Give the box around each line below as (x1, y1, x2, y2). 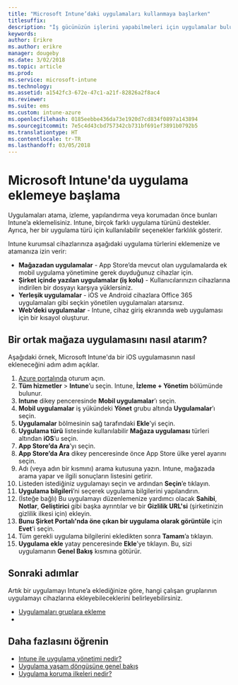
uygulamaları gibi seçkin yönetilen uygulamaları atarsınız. (18, 299, 184, 307)
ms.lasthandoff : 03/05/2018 (8, 142, 91, 149)
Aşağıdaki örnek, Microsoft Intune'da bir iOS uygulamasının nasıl (8, 352, 196, 361)
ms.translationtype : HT (8, 129, 78, 136)
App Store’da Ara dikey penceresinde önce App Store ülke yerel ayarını (18, 449, 227, 457)
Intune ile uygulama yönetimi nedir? (18, 654, 122, 662)
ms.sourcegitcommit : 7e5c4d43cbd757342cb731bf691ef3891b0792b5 (8, 122, 198, 129)
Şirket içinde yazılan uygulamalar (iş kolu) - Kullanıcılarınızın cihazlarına (18, 276, 230, 284)
